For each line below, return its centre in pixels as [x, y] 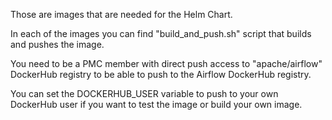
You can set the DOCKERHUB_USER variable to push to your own [144, 93]
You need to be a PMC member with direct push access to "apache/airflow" [166, 63]
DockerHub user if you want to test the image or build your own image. [156, 104]
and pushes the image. [57, 44]
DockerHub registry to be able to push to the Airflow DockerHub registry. [161, 74]
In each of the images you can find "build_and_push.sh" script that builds [161, 33]
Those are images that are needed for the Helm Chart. [121, 14]
